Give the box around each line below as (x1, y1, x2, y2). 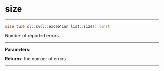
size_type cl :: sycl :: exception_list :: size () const (5, 24, 110, 28)
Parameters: (5, 46, 31, 52)
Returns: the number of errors (5, 56, 66, 61)
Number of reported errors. (5, 32, 60, 38)
